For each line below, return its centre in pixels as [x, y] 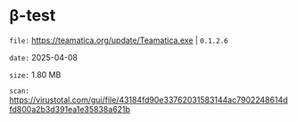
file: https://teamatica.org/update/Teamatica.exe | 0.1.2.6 [119, 40]
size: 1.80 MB [35, 74]
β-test [33, 16]
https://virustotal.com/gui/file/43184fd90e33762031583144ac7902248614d [148, 100]
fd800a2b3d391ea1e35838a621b [70, 109]
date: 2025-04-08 [44, 57]
